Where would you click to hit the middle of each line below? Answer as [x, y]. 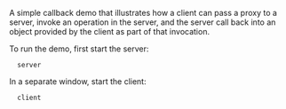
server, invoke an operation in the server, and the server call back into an [143, 22]
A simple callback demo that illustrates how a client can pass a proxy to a [143, 13]
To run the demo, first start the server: [79, 49]
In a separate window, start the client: [78, 82]
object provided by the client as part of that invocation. [110, 31]
